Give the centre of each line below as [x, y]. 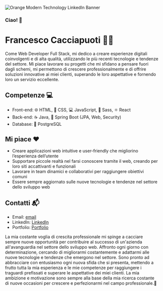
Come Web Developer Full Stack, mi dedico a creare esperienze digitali [76, 53]
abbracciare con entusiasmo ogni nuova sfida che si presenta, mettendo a [80, 263]
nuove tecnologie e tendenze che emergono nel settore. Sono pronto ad [77, 257]
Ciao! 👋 [14, 20]
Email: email [24, 217]
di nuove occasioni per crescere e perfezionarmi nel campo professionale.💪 [81, 283]
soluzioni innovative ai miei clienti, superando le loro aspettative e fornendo [81, 74]
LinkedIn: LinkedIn [30, 222]
